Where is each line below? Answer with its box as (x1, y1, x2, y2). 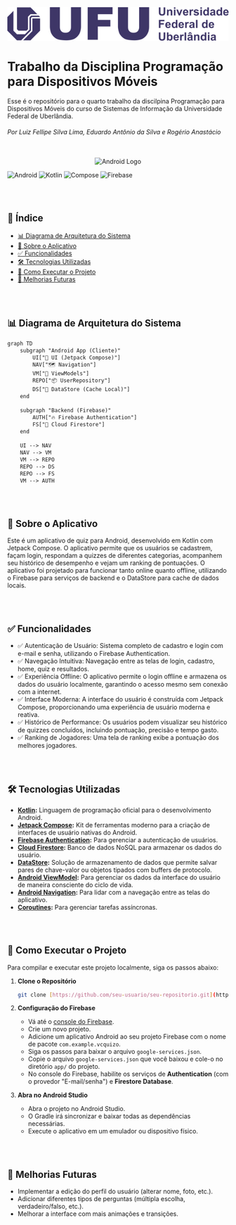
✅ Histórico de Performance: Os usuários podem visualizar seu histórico (17, 718, 228, 726)
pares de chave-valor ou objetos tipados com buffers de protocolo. (17, 865, 212, 874)
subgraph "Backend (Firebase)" (20, 407, 112, 414)
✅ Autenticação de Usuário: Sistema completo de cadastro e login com (17, 641, 223, 649)
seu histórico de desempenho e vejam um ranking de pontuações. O (7, 559, 205, 567)
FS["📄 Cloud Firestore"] (32, 421, 105, 429)
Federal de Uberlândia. (7, 112, 74, 120)
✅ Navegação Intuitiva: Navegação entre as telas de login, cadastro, (17, 656, 215, 665)
